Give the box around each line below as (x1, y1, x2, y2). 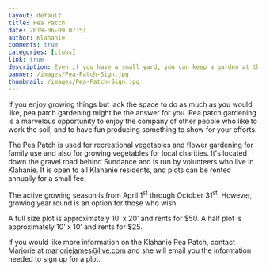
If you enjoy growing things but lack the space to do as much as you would (8, 100, 253, 109)
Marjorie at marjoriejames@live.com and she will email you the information (8, 246, 252, 255)
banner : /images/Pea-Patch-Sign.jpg (8, 70, 129, 78)
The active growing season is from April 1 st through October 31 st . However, (8, 189, 253, 200)
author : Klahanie (8, 33, 66, 42)
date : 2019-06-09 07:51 (8, 26, 87, 34)
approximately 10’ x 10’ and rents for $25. (8, 222, 142, 231)
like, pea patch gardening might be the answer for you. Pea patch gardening (8, 107, 257, 117)
